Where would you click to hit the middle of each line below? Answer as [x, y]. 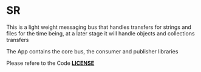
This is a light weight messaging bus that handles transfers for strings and [99, 27]
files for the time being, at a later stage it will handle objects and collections [101, 33]
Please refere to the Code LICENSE [50, 63]
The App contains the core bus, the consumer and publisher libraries [92, 51]
